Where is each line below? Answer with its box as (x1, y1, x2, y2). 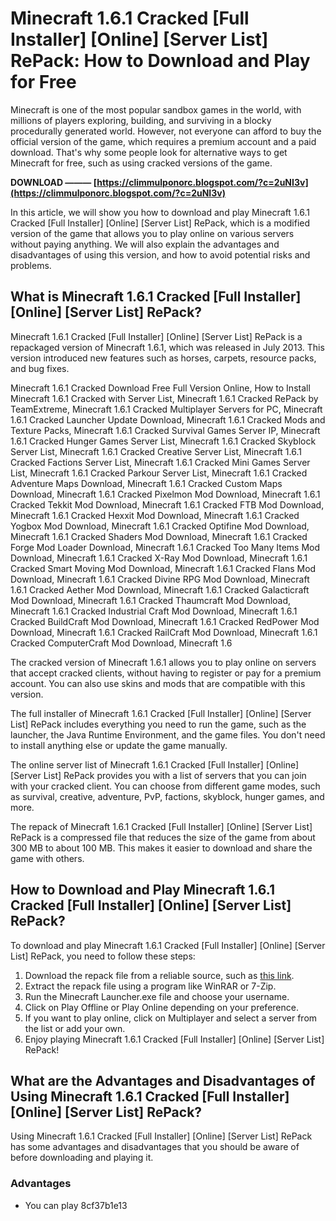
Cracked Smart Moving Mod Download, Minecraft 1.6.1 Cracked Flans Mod (10, 562, 317, 574)
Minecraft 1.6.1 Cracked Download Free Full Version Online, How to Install (10, 382, 311, 394)
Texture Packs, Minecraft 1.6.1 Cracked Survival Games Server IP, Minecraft (10, 424, 321, 436)
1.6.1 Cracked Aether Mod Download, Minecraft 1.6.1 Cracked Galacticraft (10, 583, 310, 596)
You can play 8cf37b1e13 (24, 1199, 128, 1211)
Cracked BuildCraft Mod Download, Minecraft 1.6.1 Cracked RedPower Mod (10, 615, 320, 627)
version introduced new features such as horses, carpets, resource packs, (10, 352, 317, 364)
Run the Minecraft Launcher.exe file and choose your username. (24, 990, 290, 1002)
